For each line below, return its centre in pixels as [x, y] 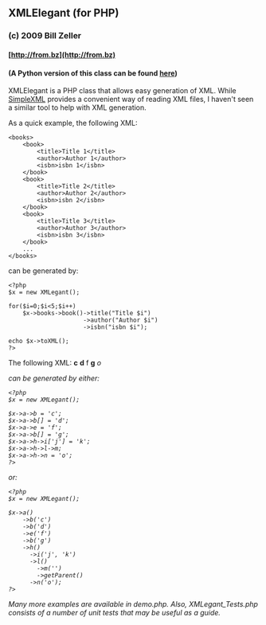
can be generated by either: [54, 378]
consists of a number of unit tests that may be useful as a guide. [115, 613]
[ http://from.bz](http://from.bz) [62, 54]
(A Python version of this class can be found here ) [93, 73]
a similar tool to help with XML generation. [78, 107]
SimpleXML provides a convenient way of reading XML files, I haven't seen [131, 100]
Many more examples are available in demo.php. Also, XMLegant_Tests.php [133, 604]
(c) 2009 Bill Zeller [45, 36]
